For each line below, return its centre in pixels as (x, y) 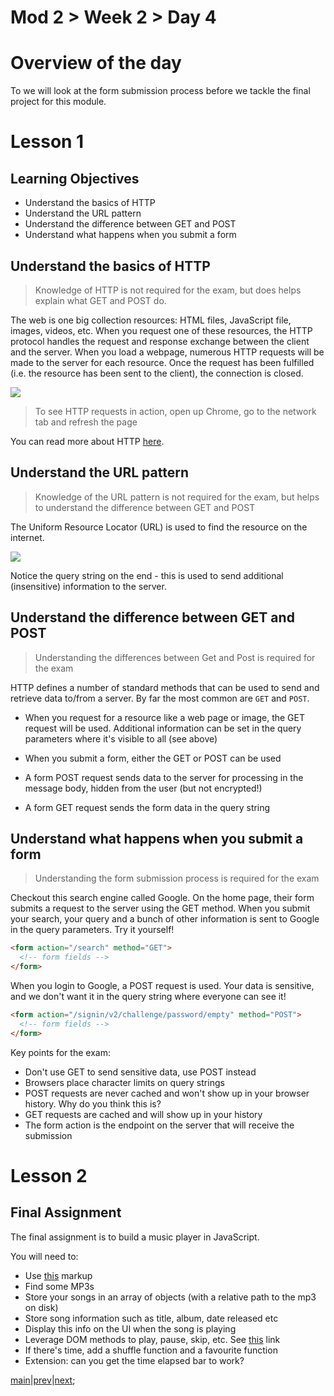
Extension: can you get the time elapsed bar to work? (134, 1360)
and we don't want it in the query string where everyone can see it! (148, 996)
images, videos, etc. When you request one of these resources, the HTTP (161, 330)
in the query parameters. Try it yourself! (92, 930)
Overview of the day (96, 63)
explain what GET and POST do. (100, 300)
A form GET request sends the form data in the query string (147, 807)
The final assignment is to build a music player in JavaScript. (135, 1237)
